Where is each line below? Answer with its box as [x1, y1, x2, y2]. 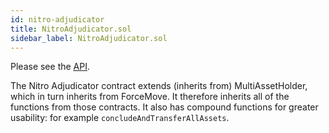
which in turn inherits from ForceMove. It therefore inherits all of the [10, 91, 290, 103]
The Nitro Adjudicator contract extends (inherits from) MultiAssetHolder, [10, 80, 308, 92]
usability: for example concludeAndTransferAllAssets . [10, 112, 230, 124]
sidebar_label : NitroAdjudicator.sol [10, 33, 168, 43]
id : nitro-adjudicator [10, 14, 105, 25]
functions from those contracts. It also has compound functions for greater [10, 101, 319, 113]
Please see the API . [10, 61, 91, 73]
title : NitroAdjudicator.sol [10, 24, 132, 34]
